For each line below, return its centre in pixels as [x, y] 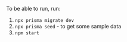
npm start [27, 33]
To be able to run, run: [33, 9]
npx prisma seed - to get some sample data [68, 26]
